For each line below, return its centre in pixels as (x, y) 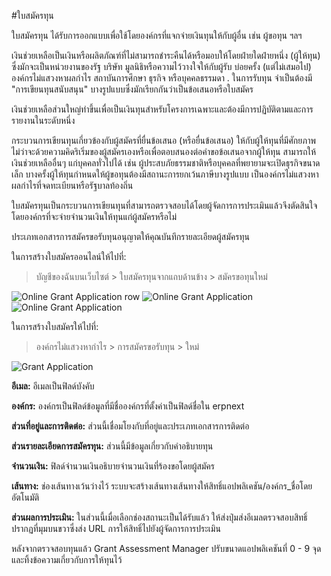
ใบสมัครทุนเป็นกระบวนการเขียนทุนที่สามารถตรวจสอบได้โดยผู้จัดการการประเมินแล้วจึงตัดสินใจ (164, 205)
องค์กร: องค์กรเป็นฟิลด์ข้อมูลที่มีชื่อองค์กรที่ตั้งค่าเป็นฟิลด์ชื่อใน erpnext (128, 406)
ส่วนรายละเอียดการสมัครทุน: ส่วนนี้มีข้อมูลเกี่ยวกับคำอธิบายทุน (112, 446)
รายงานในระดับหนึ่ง (43, 120)
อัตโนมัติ (25, 497)
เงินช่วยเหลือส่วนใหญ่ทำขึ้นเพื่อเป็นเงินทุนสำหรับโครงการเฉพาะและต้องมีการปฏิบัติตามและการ (162, 109)
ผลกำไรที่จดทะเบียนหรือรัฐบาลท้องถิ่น (72, 185)
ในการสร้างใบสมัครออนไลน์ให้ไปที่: (69, 256)
